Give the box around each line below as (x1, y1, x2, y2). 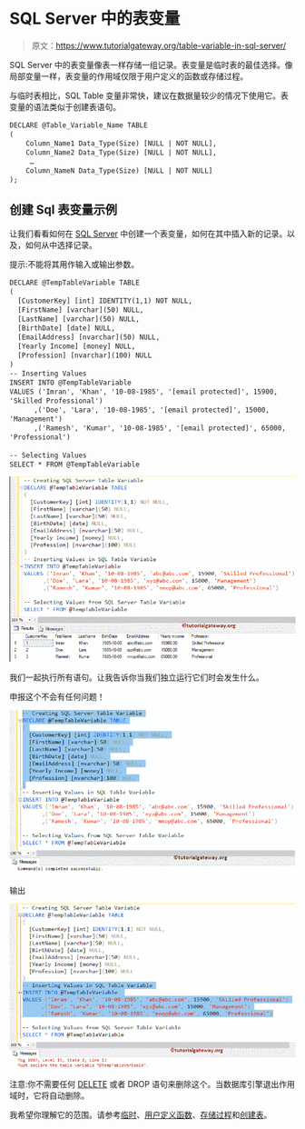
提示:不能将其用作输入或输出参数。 (9, 258, 140, 269)
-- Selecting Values (9, 451, 88, 460)
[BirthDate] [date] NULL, (17, 324, 116, 333)
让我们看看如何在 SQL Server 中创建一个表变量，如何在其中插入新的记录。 (9, 228, 288, 239)
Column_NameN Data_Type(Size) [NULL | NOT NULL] (25, 165, 213, 175)
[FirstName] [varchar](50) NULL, (17, 305, 144, 315)
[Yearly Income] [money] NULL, (17, 342, 136, 351)
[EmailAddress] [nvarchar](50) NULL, (17, 333, 161, 342)
